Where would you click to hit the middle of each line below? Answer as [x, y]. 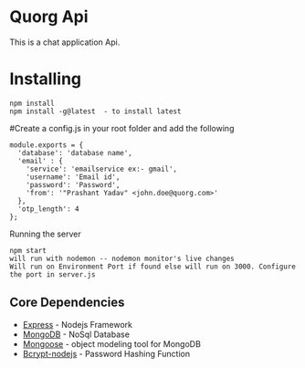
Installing [46, 79]
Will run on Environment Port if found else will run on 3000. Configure [153, 267]
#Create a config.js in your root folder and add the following [122, 128]
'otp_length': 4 [48, 209]
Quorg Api [49, 17]
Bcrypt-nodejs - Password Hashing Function [106, 353]
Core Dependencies [67, 303]
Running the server [46, 234]
